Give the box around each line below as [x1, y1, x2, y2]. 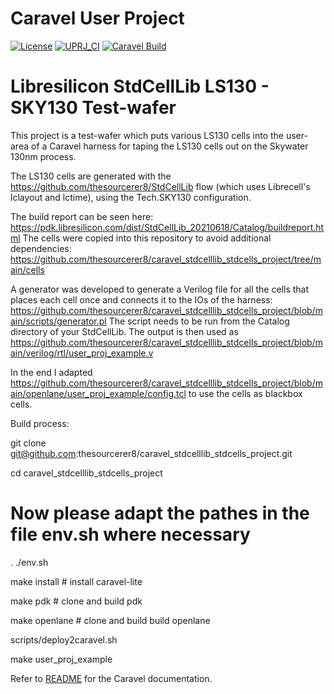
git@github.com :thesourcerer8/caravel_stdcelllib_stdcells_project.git [10, 447, 293, 459]
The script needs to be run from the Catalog [108, 315, 290, 327]
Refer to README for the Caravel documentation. [10, 672, 213, 684]
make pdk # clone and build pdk [10, 595, 143, 607]
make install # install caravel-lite [10, 575, 143, 587]
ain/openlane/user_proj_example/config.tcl [10, 387, 187, 399]
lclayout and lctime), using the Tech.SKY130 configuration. [10, 191, 252, 203]
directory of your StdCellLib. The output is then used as [10, 325, 239, 337]
